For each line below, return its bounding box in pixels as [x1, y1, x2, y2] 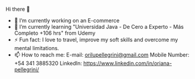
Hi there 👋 [5, 6, 30, 12]
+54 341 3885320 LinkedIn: [14, 60, 83, 67]
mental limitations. [14, 45, 59, 51]
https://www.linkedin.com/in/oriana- [83, 60, 172, 67]
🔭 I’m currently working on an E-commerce [14, 17, 120, 24]
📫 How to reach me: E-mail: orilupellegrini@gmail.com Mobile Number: [14, 51, 190, 58]
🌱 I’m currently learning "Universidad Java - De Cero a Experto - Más [14, 24, 184, 30]
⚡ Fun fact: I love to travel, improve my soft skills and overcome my [14, 36, 178, 43]
